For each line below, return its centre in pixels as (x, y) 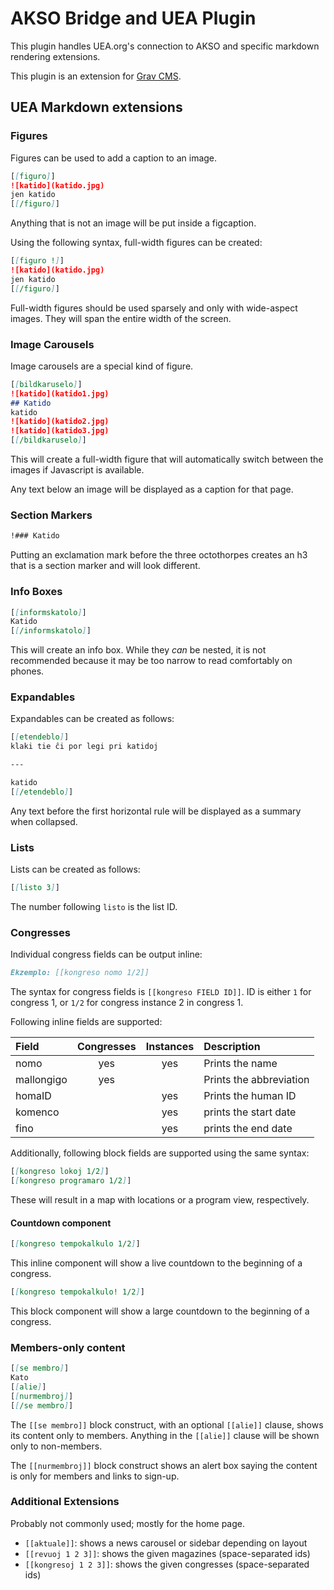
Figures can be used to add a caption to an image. (114, 158)
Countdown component (61, 1223)
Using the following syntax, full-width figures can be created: (136, 243)
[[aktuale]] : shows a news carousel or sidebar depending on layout (166, 1543)
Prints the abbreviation (256, 1080)
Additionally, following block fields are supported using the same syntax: (160, 1153)
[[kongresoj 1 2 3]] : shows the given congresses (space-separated (167, 1564)
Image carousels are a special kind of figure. (102, 366)
